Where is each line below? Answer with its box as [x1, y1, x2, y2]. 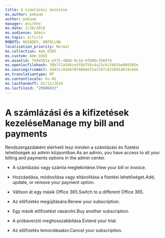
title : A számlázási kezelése [5, 7, 68, 12]
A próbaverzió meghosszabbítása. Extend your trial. [12, 218, 117, 224]
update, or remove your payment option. [12, 179, 95, 185]
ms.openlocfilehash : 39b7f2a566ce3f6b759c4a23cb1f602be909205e [5, 62, 139, 67]
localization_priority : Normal [5, 44, 70, 49]
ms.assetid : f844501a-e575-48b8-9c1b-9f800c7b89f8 [5, 58, 112, 63]
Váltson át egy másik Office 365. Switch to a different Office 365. [12, 189, 144, 195]
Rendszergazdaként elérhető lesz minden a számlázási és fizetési [5, 144, 140, 150]
